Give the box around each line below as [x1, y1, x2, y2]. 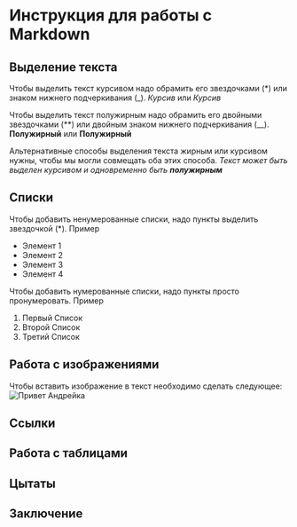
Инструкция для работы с [9, 5, 213, 26]
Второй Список [21, 321, 81, 333]
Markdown [9, 24, 90, 44]
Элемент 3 [21, 259, 64, 270]
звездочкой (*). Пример [9, 223, 100, 233]
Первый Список [21, 312, 83, 323]
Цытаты [9, 476, 56, 491]
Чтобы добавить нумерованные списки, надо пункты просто [9, 286, 240, 296]
